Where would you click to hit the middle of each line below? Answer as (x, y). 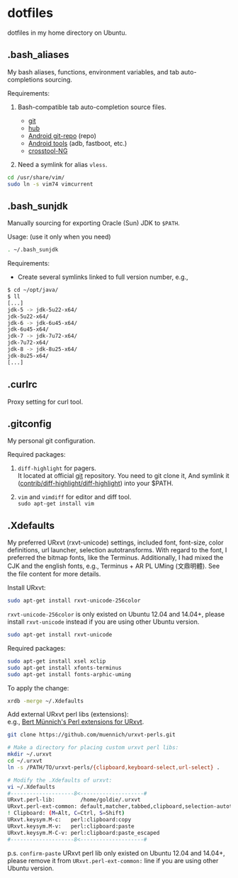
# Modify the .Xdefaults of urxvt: (60, 780)
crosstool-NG (48, 151)
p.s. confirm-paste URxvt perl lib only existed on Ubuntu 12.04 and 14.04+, (116, 853)
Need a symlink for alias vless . (62, 164)
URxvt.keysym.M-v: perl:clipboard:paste (71, 826)
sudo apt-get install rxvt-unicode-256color (74, 601)
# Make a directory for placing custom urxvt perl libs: (93, 748)
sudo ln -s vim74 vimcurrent (50, 184)
